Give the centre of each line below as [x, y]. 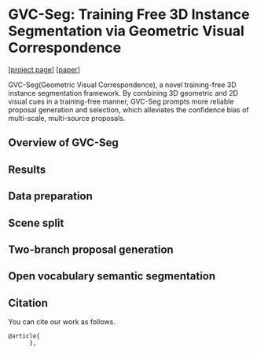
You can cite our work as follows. [62, 322]
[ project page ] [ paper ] [44, 69]
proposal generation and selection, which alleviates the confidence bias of [128, 109]
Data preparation [50, 197]
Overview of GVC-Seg [64, 143]
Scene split [36, 223]
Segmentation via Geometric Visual [127, 31]
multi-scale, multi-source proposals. [67, 118]
